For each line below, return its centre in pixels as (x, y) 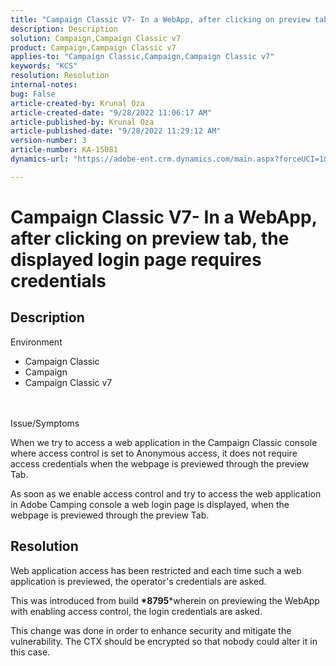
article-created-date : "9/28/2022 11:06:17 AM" (111, 112)
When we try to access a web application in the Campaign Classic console (164, 442)
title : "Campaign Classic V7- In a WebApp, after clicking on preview (160, 19)
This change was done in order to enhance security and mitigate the (151, 630)
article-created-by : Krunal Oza (77, 103)
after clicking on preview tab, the (150, 238)
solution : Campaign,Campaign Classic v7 (96, 38)
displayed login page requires (136, 259)
